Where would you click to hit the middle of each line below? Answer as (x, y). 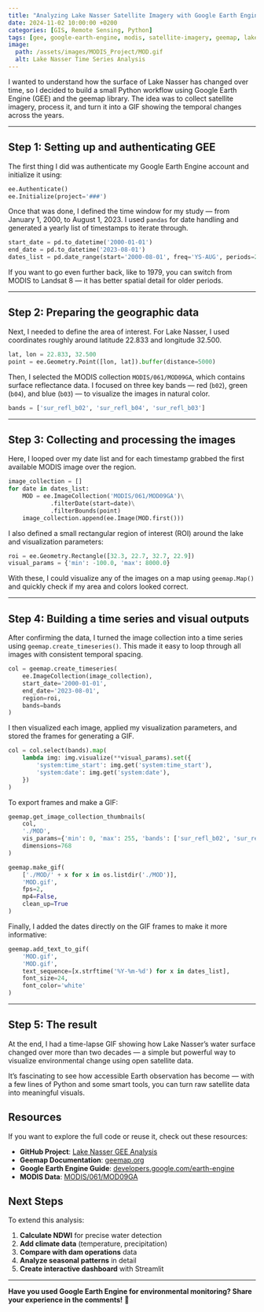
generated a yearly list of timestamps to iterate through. (98, 228)
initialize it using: (35, 175)
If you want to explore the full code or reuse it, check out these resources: (128, 1136)
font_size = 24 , (45, 978)
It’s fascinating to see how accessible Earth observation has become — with (131, 1076)
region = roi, (42, 698)
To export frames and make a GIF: (63, 802)
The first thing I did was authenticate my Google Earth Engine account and (128, 166)
